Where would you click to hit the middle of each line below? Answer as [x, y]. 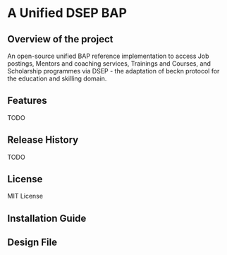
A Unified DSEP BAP [67, 13]
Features [27, 101]
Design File [32, 243]
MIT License [25, 196]
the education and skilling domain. [57, 78]
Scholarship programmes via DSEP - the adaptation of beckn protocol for [114, 71]
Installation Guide [47, 218]
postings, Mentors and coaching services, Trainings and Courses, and [109, 64]
